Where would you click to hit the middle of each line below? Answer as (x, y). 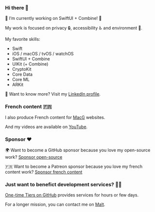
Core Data (22, 74)
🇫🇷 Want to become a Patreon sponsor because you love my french (74, 166)
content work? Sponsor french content (44, 172)
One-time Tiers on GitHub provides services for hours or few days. (72, 195)
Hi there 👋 (17, 8)
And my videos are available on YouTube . (46, 127)
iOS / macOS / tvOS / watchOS (43, 54)
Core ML (21, 80)
